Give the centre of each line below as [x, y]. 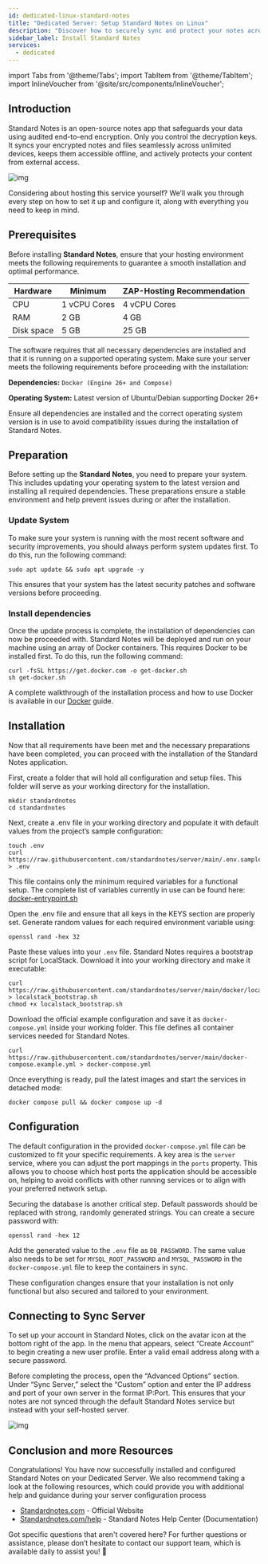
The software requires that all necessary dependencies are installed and [127, 350]
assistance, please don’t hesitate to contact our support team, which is [125, 1543]
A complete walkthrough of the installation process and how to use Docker [131, 693]
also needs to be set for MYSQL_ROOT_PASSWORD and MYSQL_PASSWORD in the [125, 1259]
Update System [39, 521]
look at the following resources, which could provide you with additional [126, 1487]
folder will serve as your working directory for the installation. [109, 786]
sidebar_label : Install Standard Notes [75, 38]
